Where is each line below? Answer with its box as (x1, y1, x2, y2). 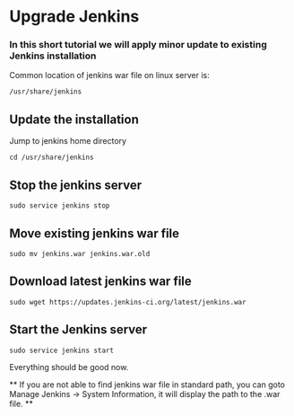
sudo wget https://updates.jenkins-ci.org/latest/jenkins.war (9, 297, 246, 306)
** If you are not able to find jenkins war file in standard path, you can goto (9, 379, 285, 390)
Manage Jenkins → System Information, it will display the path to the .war (9, 388, 281, 399)
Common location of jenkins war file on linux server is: (9, 70, 211, 81)
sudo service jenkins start (9, 346, 115, 355)
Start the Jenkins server (9, 322, 148, 338)
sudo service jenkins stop (9, 201, 110, 210)
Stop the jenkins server (9, 177, 143, 192)
